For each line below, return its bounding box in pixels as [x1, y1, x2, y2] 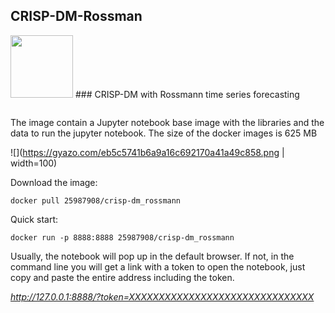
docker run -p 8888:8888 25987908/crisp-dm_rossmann [10, 232, 235, 243]
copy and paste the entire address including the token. [10, 271, 235, 283]
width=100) [10, 157, 58, 169]
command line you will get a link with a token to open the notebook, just [10, 260, 306, 273]
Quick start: [10, 213, 58, 225]
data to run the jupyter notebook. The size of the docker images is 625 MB [10, 127, 318, 139]
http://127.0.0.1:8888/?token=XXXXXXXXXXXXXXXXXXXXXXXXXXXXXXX [10, 290, 315, 303]
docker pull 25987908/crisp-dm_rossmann [10, 195, 182, 206]
